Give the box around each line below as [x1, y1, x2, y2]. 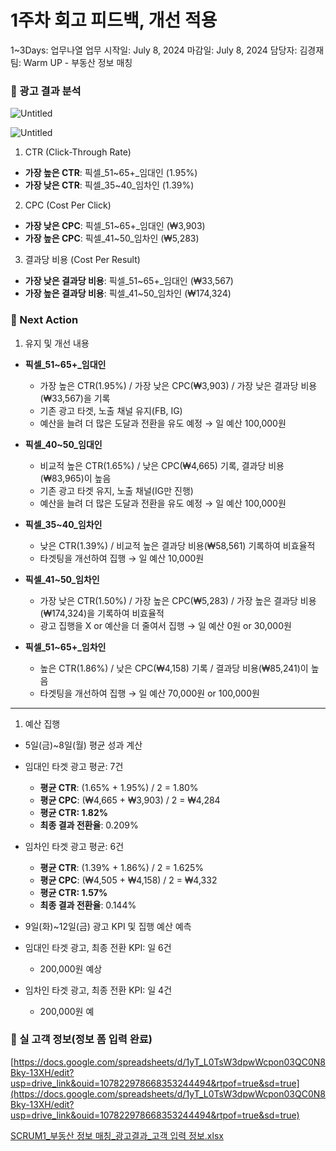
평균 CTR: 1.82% [39, 806, 109, 818]
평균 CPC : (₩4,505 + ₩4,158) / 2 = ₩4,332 [39, 874, 218, 886]
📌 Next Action [10, 313, 79, 327]
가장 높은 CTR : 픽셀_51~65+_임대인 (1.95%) [24, 167, 198, 179]
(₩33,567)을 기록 [39, 392, 111, 404]
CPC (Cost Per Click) [24, 199, 112, 211]
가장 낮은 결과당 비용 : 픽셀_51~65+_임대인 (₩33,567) [24, 275, 234, 287]
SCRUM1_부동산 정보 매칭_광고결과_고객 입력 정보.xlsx [10, 1129, 224, 1141]
